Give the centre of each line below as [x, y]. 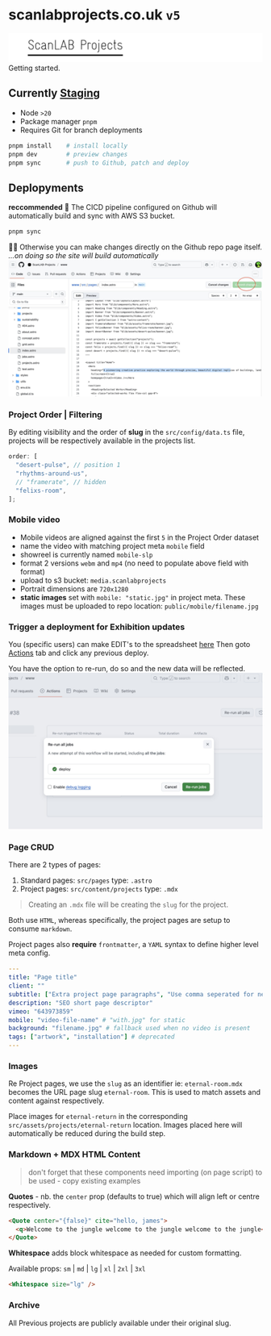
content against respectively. [56, 1101]
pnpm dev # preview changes [68, 154]
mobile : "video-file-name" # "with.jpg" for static [97, 1020]
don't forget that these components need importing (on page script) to [145, 1172]
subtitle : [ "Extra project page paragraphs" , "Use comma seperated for [131, 994]
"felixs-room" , [41, 491]
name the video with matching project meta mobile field [112, 545]
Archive [24, 1305]
